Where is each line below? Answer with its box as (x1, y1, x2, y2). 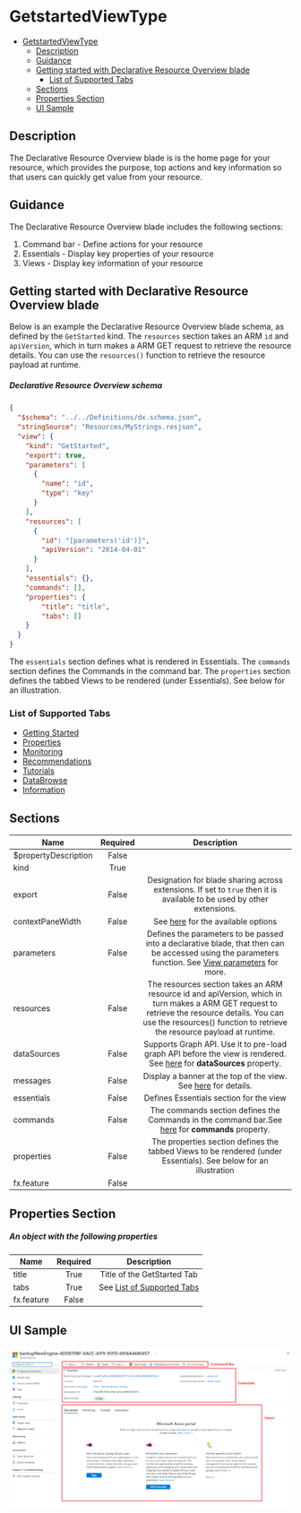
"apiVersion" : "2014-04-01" (41, 545, 146, 555)
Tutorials (21, 765, 56, 776)
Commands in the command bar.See (147, 1114, 283, 1126)
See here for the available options (153, 916, 278, 927)
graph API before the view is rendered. (144, 1049, 287, 1059)
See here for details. (177, 1080, 253, 1091)
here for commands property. (159, 1124, 271, 1135)
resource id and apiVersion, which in (148, 989, 282, 999)
